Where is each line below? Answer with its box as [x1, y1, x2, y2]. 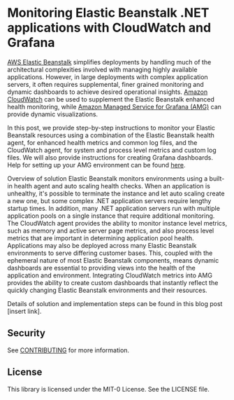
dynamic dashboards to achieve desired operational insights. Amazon [7, 88, 208, 96]
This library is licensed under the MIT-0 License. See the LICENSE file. [7, 385, 210, 393]
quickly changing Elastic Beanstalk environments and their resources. [7, 286, 207, 294]
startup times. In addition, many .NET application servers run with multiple [7, 204, 220, 212]
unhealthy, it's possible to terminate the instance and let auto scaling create [7, 189, 225, 198]
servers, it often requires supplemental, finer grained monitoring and [7, 80, 204, 88]
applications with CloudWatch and [7, 20, 212, 36]
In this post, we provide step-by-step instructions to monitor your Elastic [7, 123, 215, 132]
